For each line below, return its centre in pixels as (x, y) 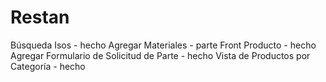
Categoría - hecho (48, 66)
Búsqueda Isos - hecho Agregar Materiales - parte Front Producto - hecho (163, 45)
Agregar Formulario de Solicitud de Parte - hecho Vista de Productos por (160, 55)
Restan (40, 17)
